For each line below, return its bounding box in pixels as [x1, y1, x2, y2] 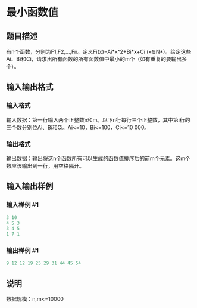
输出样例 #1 [6, 247, 39, 255]
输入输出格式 [6, 82, 54, 93]
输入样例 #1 [6, 201, 39, 209]
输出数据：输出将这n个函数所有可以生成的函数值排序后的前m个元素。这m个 [6, 155, 190, 162]
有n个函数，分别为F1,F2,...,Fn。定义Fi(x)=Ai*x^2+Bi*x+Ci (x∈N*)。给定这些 [6, 48, 192, 55]
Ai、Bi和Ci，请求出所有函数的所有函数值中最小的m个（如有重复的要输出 [6, 56, 182, 63]
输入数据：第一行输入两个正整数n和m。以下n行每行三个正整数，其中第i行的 [6, 116, 190, 123]
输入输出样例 [6, 181, 54, 192]
